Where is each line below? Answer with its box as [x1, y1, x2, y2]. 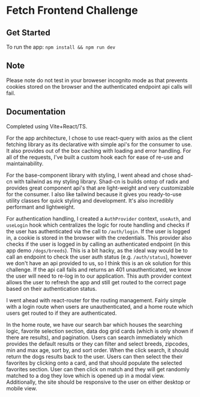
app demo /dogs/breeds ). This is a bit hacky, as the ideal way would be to [6, 246, 188, 254]
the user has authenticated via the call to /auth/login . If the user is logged [6, 227, 190, 234]
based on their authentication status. [6, 285, 97, 292]
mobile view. [6, 384, 37, 392]
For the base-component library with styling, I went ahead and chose [6, 172, 177, 179]
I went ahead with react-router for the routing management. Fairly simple [6, 296, 186, 303]
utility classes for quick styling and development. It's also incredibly [6, 197, 174, 204]
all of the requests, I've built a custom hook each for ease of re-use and [6, 154, 184, 161]
